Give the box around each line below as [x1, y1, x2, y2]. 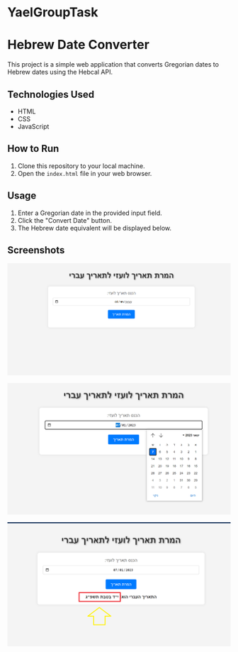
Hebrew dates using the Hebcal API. [7, 68, 113, 77]
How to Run [7, 143, 59, 155]
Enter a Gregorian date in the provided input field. [17, 209, 163, 217]
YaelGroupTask [7, 4, 98, 21]
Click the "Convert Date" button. [17, 216, 112, 224]
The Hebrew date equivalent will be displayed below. [17, 223, 172, 232]
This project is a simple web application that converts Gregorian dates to [7, 60, 220, 69]
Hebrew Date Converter [7, 37, 150, 53]
